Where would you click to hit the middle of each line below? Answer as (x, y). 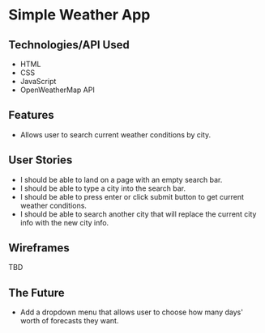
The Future (36, 293)
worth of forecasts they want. (69, 321)
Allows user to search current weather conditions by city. (115, 134)
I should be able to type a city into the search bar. (103, 188)
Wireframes (39, 248)
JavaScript (38, 81)
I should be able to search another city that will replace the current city (138, 214)
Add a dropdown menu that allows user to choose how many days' (131, 312)
